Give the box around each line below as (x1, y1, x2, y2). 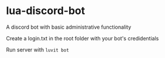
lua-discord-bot (6, 4, 85, 18)
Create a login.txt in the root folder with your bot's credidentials (6, 35, 159, 42)
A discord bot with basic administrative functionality (6, 23, 132, 30)
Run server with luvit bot (6, 46, 69, 53)
